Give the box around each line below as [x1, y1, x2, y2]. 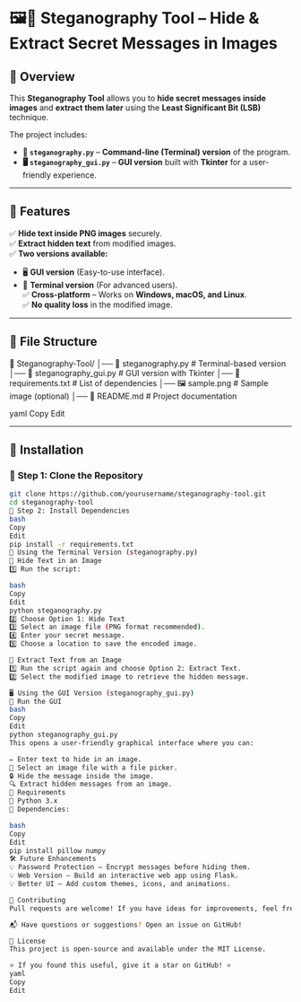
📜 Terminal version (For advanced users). [21, 279, 178, 290]
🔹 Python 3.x [9, 796, 58, 805]
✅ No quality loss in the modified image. [21, 299, 173, 310]
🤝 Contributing [9, 895, 66, 904]
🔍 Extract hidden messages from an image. [9, 779, 173, 789]
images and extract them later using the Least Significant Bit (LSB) [9, 102, 262, 113]
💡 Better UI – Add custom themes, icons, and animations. [9, 880, 231, 889]
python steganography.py [9, 606, 102, 615]
